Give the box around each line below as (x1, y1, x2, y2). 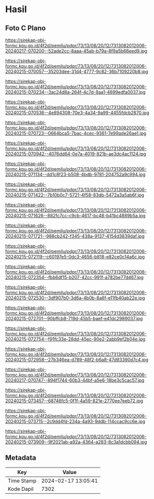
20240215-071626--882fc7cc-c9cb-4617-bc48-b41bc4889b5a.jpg (5, 213, 145, 218)
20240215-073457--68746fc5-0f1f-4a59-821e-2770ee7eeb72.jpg (5, 398, 143, 404)
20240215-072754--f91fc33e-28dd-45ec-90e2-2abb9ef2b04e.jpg (5, 336, 145, 342)
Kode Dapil (8, 485, 34, 492)
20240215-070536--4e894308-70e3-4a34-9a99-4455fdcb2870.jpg (5, 110, 149, 116)
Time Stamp (8, 477, 37, 484)
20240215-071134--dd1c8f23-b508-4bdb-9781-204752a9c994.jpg (5, 171, 145, 177)
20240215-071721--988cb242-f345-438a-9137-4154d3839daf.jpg (5, 233, 145, 239)
